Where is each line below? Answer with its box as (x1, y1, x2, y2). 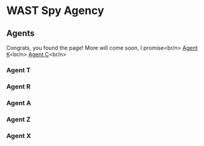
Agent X (6, 131, 32, 140)
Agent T (6, 65, 31, 74)
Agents (6, 28, 35, 38)
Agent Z (6, 115, 31, 123)
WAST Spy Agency (6, 4, 104, 18)
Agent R (6, 82, 31, 90)
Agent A (6, 98, 32, 107)
